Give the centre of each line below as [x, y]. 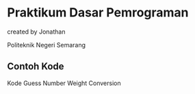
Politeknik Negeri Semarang [47, 45]
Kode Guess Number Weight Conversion [64, 83]
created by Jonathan [36, 32]
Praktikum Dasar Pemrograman [98, 13]
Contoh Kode [36, 67]
